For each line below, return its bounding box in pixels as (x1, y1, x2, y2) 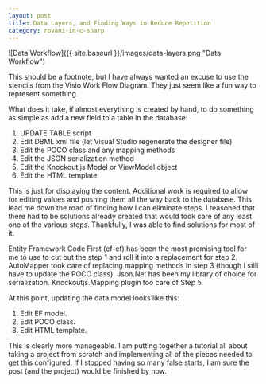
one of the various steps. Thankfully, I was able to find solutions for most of (8, 220, 256, 229)
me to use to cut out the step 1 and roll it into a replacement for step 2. (8, 253, 238, 262)
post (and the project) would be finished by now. (8, 366, 167, 376)
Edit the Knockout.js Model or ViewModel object (19, 163, 178, 172)
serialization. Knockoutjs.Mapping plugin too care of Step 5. (8, 278, 204, 288)
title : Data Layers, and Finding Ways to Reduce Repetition (8, 19, 212, 27)
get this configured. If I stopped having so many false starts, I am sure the (8, 358, 250, 367)
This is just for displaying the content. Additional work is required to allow (8, 186, 249, 196)
